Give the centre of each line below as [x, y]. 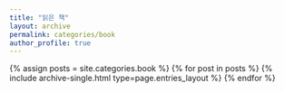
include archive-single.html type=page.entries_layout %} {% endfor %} [142, 78]
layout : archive [40, 26]
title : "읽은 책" [39, 18]
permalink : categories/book [63, 34]
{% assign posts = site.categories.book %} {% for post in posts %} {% [141, 69]
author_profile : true [50, 43]
